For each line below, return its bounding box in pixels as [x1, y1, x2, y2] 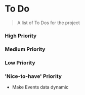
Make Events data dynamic [12, 84, 69, 90]
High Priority [5, 32, 37, 39]
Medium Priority [5, 46, 46, 53]
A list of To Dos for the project [17, 20, 80, 26]
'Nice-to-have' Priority [5, 72, 62, 79]
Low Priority [5, 59, 36, 66]
